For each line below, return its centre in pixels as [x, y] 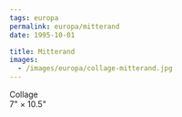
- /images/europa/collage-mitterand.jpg [95, 69]
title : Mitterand [42, 51]
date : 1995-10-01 [42, 35]
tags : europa [34, 18]
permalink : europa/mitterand [65, 27]
